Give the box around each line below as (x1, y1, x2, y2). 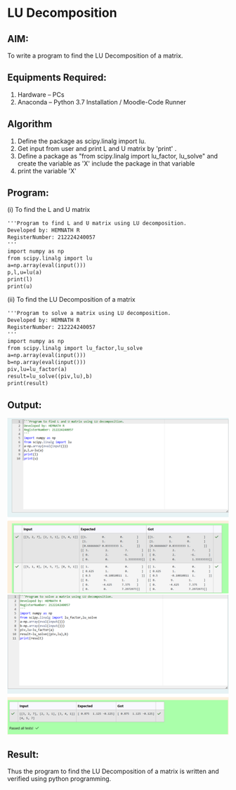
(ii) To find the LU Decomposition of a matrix (7, 295, 136, 304)
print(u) (7, 283, 33, 290)
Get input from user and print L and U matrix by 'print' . (17, 144, 177, 152)
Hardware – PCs (17, 90, 65, 99)
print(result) (7, 380, 49, 387)
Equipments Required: (7, 72, 107, 83)
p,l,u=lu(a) (7, 269, 42, 276)
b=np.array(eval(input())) (7, 359, 86, 366)
